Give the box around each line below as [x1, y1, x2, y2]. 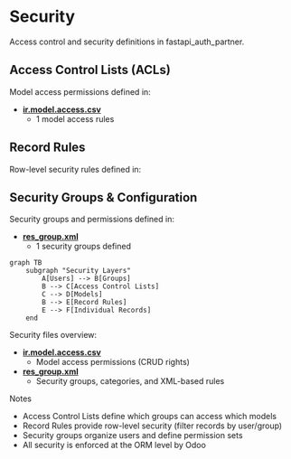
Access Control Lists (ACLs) [9, 62, 172, 78]
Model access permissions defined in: [9, 86, 151, 97]
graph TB [9, 258, 42, 267]
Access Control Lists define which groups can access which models [22, 411, 277, 422]
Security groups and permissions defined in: [9, 214, 174, 225]
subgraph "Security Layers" [25, 267, 131, 276]
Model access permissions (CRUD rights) [35, 357, 190, 368]
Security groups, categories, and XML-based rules [35, 376, 225, 387]
